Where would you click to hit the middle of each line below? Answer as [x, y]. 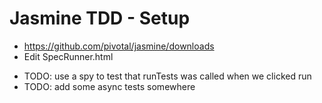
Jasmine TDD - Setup [100, 18]
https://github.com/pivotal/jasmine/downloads [119, 46]
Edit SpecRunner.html [68, 56]
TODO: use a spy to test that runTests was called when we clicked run [167, 76]
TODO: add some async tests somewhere [109, 86]
